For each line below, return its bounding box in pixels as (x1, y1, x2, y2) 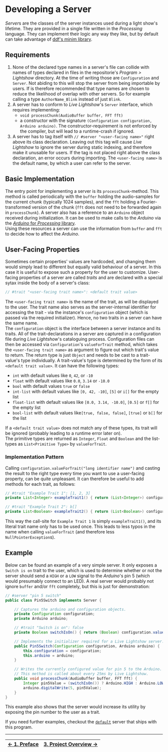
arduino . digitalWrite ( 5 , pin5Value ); (23, 685, 101, 690)
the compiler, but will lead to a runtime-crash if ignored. (19, 128, 135, 134)
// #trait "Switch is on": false (14, 625, 84, 630)
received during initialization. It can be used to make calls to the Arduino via (5, 214, 161, 221)
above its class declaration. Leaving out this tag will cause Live (12, 139, 142, 145)
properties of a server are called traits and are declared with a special (19, 275, 163, 281)
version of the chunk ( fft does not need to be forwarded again (31, 204, 161, 210)
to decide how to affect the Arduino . (5, 231, 79, 237)
